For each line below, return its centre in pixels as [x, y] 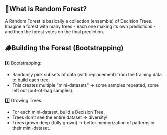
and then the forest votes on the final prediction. [55, 32]
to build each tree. [31, 80]
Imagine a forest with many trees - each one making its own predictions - [80, 26]
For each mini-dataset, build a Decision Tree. [58, 112]
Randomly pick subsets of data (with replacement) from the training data [87, 74]
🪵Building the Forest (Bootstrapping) [64, 48]
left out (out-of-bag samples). [43, 90]
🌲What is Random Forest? [46, 9]
